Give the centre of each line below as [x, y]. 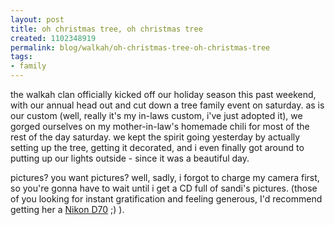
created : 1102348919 [53, 38]
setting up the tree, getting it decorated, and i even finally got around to [157, 147]
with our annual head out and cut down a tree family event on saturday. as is [167, 105]
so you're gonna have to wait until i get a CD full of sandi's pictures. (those [164, 188]
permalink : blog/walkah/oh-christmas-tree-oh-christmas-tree [140, 47]
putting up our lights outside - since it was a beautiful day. [130, 158]
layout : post [37, 19]
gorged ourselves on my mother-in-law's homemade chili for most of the [160, 126]
